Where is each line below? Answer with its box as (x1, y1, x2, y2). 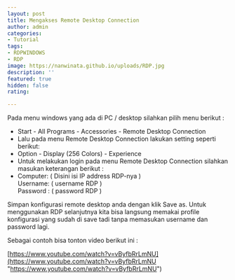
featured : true (7, 75, 52, 83)
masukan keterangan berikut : (17, 164, 104, 173)
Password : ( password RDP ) (17, 187, 102, 195)
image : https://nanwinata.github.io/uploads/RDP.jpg (7, 62, 165, 69)
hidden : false (7, 82, 49, 89)
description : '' (7, 69, 55, 76)
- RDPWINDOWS (7, 50, 46, 57)
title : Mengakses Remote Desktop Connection (7, 17, 140, 24)
